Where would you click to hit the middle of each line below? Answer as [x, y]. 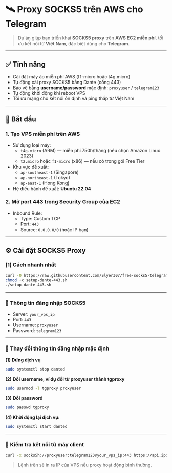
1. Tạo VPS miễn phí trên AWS [43, 134]
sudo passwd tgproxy [27, 407]
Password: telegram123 [37, 331]
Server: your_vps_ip [34, 314]
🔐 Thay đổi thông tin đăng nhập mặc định [57, 348]
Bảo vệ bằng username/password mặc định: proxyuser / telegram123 [86, 88]
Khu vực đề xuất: [31, 167]
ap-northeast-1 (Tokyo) [45, 178]
